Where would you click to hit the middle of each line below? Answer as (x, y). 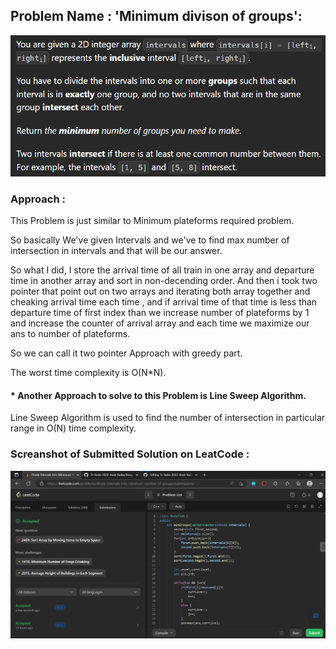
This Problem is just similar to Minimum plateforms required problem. (152, 221)
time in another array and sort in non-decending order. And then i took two (164, 281)
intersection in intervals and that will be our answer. (116, 251)
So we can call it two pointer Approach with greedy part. (126, 353)
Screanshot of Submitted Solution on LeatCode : (130, 454)
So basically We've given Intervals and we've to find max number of (150, 240)
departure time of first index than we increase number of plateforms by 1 (160, 313)
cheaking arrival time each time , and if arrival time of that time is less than (164, 302)
